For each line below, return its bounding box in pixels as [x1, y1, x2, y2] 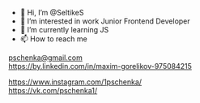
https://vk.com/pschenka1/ [8, 86, 98, 95]
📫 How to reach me [19, 34, 87, 44]
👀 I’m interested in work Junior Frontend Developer [19, 16, 190, 26]
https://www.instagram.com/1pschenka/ [8, 77, 143, 87]
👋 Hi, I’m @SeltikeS [19, 8, 84, 17]
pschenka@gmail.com [8, 53, 83, 62]
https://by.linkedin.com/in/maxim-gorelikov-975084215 [8, 62, 193, 71]
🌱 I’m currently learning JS [19, 25, 109, 34]
